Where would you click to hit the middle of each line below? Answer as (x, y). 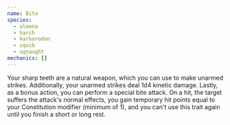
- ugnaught (29, 52)
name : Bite (23, 13)
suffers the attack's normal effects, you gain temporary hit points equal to (111, 100)
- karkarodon (32, 39)
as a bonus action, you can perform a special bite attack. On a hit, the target (115, 92)
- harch (24, 33)
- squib (24, 45)
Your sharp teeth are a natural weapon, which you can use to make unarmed (115, 78)
